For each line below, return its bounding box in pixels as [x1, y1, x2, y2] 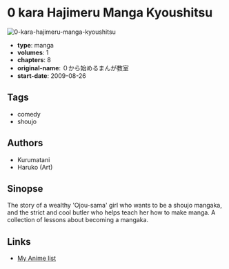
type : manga [17, 41, 54, 49]
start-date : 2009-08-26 [17, 71, 86, 80]
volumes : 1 [17, 48, 49, 57]
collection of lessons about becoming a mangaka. [7, 216, 149, 224]
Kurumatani [17, 155, 50, 163]
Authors [7, 137, 43, 149]
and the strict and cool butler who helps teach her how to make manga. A [7, 208, 216, 217]
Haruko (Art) [17, 163, 53, 171]
